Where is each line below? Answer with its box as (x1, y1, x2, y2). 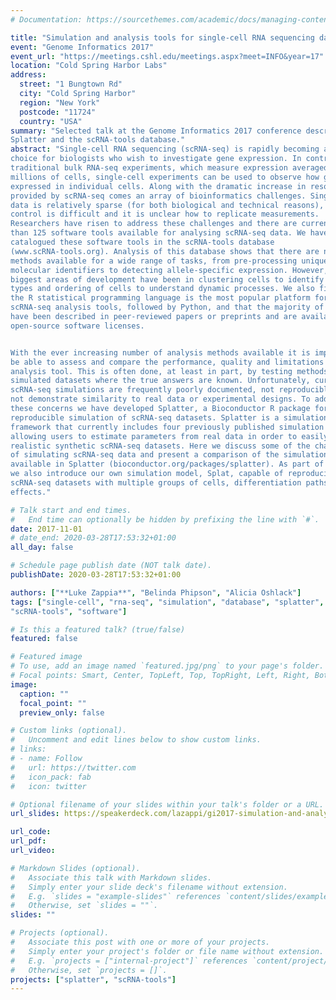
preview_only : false (19, 707, 105, 718)
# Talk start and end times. (10, 505, 132, 515)
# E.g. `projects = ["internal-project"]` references (10, 956, 248, 966)
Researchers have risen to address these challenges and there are (10, 219, 298, 229)
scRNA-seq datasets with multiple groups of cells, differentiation (10, 478, 302, 488)
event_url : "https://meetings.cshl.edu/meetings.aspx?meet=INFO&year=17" (10, 51, 325, 61)
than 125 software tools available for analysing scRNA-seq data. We (10, 228, 307, 238)
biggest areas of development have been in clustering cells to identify (10, 274, 325, 285)
